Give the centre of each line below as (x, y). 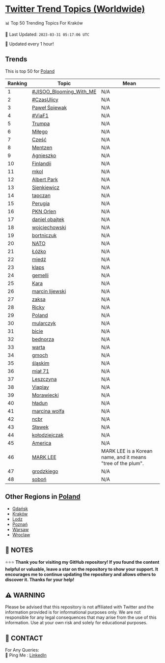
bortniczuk (44, 235)
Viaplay (40, 387)
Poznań (20, 524)
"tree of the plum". (123, 463)
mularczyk (44, 323)
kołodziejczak (48, 435)
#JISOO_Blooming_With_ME (64, 91)
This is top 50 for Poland (30, 71)
